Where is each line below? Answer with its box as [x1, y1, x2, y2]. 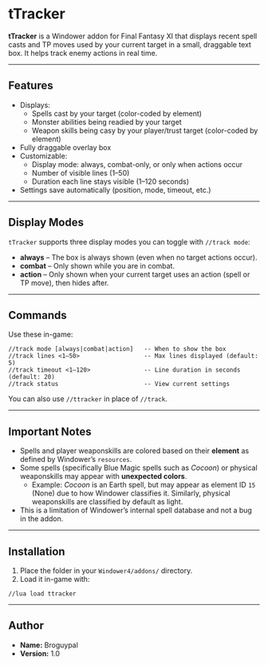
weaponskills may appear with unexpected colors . [19, 472, 187, 481]
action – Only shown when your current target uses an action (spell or [19, 269, 250, 279]
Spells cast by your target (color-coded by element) [31, 109, 202, 118]
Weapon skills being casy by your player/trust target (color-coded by [31, 125, 258, 135]
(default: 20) [8, 373, 56, 381]
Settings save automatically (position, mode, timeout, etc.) [19, 185, 211, 194]
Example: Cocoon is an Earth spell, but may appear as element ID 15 [31, 480, 256, 490]
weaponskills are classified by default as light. [31, 497, 183, 507]
